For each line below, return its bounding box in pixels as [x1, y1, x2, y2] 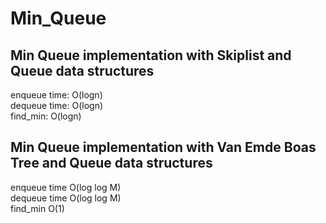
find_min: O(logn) [10, 110, 82, 122]
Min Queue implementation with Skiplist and [10, 47, 292, 64]
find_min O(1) [10, 202, 65, 214]
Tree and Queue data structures [10, 155, 213, 172]
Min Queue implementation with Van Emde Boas [10, 139, 317, 156]
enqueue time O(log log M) [10, 181, 122, 193]
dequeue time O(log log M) [10, 192, 122, 204]
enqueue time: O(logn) [10, 89, 103, 101]
